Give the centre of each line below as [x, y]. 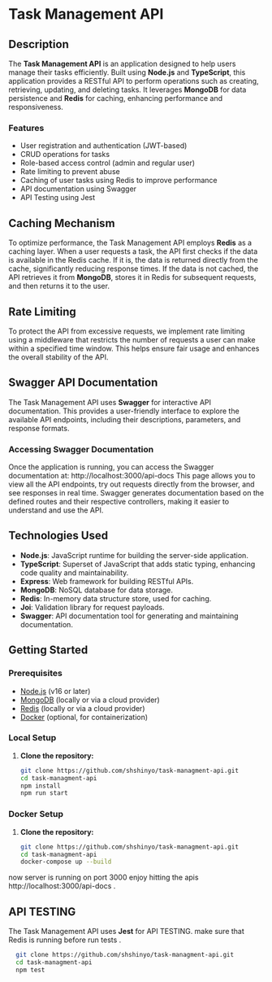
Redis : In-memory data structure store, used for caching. [116, 598]
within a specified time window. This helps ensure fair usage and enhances [134, 348]
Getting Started [48, 650]
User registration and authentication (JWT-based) [104, 146]
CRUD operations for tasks [65, 155]
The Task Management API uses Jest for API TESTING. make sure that [127, 932]
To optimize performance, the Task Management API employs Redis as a [130, 243]
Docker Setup [36, 814]
